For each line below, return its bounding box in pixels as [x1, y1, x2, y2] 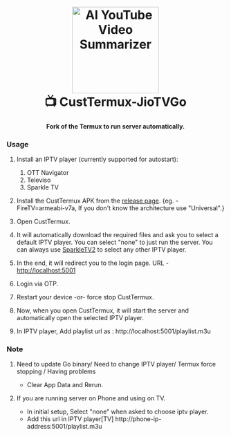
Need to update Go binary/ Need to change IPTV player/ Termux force [16, 360, 216, 369]
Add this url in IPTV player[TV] [26, 415, 114, 423]
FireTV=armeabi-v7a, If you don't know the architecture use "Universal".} [16, 204, 225, 212]
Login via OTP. [16, 279, 59, 288]
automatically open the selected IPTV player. [16, 314, 145, 322]
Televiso [26, 176, 51, 185]
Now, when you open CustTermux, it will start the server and [16, 306, 190, 315]
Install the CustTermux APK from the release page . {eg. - [16, 196, 179, 205]
